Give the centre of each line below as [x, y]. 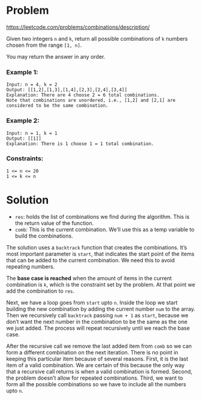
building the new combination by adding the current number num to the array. [101, 309]
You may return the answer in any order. [56, 56]
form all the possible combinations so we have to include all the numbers [96, 384]
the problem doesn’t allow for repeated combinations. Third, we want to [95, 378]
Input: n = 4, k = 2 [32, 85]
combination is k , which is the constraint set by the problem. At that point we [101, 284]
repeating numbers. [31, 266]
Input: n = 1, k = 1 [32, 133]
